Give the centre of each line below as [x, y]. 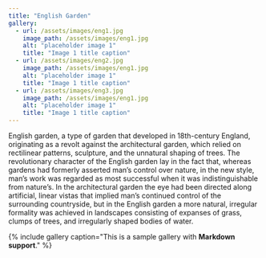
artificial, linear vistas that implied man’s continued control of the [115, 195]
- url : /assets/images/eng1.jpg [70, 31]
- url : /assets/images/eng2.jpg [70, 61]
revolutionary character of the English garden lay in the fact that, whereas [130, 161]
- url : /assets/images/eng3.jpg [70, 90]
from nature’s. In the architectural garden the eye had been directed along [130, 187]
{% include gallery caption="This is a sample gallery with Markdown [122, 237]
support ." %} [30, 245]
